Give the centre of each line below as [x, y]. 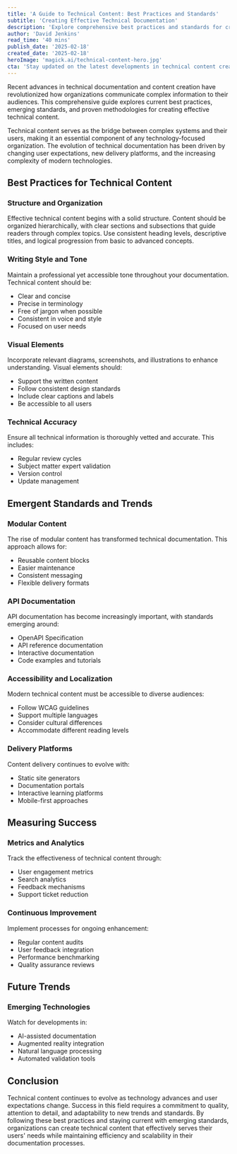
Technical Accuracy [42, 422]
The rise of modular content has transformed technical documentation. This [117, 539]
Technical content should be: [49, 282]
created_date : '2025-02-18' [49, 54]
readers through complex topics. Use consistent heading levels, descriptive [117, 234]
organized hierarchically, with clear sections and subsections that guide [112, 226]
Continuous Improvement [52, 913]
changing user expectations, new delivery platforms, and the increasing [111, 153]
